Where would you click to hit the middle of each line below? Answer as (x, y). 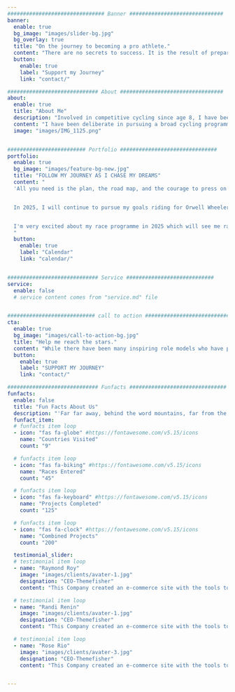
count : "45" (37, 478)
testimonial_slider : (43, 555)
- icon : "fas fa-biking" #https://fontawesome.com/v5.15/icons (107, 465)
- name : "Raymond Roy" (47, 569)
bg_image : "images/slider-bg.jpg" (64, 33)
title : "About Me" (41, 111)
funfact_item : (34, 420)
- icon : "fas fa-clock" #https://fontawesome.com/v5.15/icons (106, 529)
